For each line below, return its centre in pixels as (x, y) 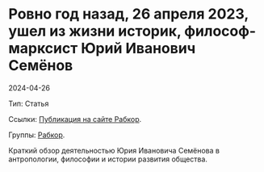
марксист (43, 48)
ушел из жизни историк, (95, 31)
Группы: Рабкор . (37, 135)
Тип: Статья (29, 103)
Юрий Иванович (138, 48)
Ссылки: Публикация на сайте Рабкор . (75, 119)
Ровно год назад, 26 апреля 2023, (128, 14)
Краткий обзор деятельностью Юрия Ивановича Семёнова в (114, 150)
